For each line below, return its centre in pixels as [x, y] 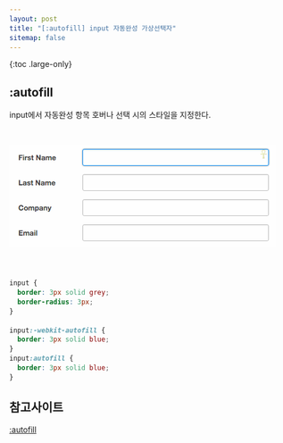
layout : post [33, 19]
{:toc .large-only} [41, 64]
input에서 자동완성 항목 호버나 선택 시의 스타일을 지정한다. [110, 115]
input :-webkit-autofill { [57, 330]
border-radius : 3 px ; [55, 302]
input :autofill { [42, 359]
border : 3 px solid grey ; [63, 293]
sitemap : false [37, 38]
